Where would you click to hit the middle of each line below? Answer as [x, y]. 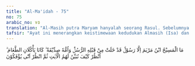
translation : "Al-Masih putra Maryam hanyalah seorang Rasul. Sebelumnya [98, 28]
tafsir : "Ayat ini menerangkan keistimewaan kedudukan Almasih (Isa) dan [98, 33]
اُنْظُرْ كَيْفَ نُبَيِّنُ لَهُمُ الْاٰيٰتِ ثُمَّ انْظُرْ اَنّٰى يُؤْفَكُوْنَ [53, 57]
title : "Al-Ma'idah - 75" [37, 11]
